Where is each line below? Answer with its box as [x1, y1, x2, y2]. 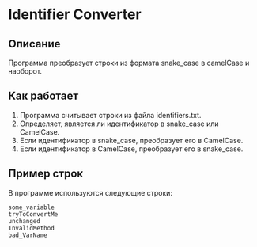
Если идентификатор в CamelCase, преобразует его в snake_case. [19, 144, 244, 154]
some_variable [8, 203, 55, 211]
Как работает [8, 89, 79, 103]
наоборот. [8, 66, 42, 76]
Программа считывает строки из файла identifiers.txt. [19, 110, 202, 120]
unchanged [8, 217, 41, 225]
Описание [8, 37, 61, 51]
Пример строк [8, 167, 84, 180]
